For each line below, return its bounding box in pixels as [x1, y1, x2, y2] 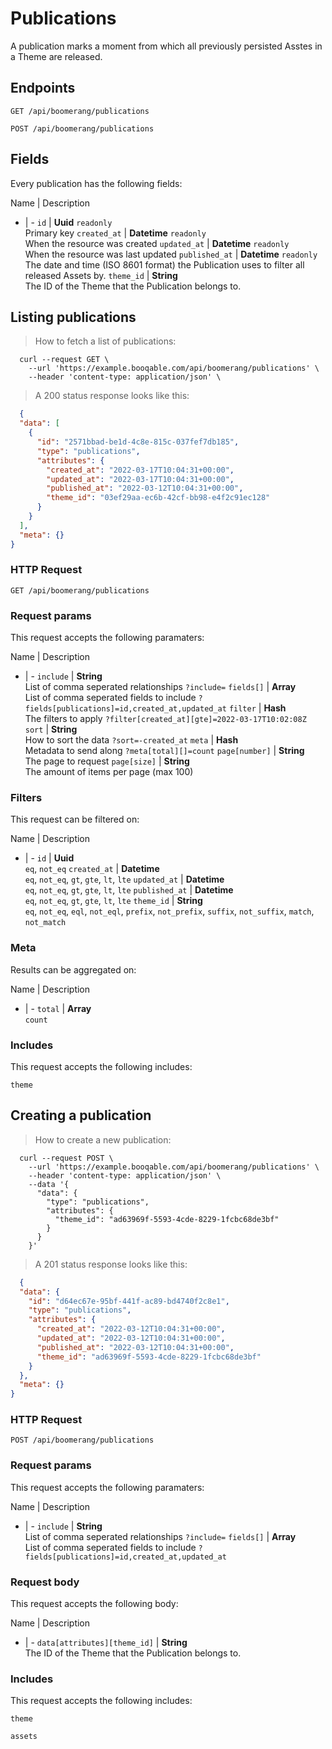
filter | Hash [228, 702, 287, 714]
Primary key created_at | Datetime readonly [24, 227, 207, 239]
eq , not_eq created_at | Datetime [24, 863, 160, 875]
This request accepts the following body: [10, 1598, 179, 1610]
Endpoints [10, 80, 76, 97]
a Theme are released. [10, 50, 103, 62]
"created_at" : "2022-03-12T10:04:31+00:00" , [36, 1324, 226, 1334]
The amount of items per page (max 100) [24, 766, 194, 778]
